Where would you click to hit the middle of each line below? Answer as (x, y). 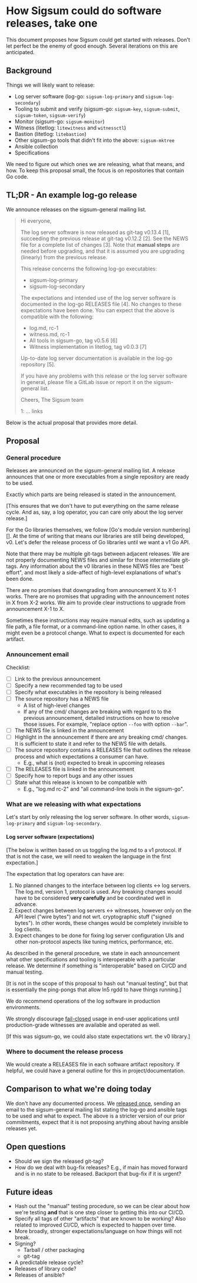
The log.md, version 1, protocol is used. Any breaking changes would (98, 891)
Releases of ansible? (39, 1275)
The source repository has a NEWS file (61, 699)
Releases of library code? (45, 1269)
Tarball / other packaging (54, 1250)
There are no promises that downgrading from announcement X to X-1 (91, 590)
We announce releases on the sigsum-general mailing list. (76, 209)
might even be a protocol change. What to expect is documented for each (96, 633)
